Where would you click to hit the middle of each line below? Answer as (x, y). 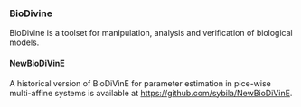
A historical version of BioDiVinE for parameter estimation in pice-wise (140, 83)
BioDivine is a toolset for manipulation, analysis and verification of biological (151, 33)
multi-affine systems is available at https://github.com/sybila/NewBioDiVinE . (151, 93)
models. (24, 42)
